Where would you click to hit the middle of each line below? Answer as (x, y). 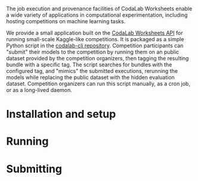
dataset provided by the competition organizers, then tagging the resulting (98, 58)
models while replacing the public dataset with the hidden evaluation (90, 77)
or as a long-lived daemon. (39, 90)
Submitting (34, 169)
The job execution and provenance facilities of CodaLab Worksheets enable (99, 9)
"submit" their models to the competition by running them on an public (93, 52)
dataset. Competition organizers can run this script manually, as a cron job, (98, 84)
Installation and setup (61, 114)
